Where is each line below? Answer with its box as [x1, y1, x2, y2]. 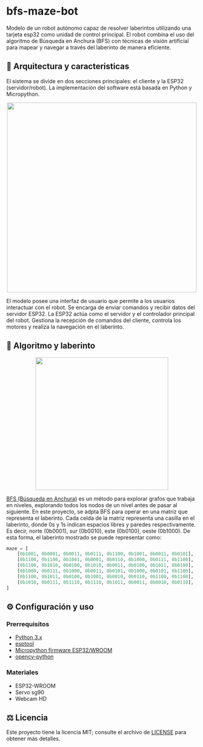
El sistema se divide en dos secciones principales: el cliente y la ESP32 [6, 77, 184, 84]
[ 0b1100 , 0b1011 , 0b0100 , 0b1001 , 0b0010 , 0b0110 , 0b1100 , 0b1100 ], [17, 573, 194, 579]
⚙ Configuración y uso [6, 601, 94, 612]
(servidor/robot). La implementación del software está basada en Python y [6, 84, 192, 91]
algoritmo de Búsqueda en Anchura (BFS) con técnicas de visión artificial [6, 37, 189, 44]
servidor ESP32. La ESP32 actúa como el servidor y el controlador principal [6, 310, 195, 317]
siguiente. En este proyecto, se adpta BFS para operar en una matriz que [6, 508, 188, 515]
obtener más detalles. [6, 735, 61, 742]
